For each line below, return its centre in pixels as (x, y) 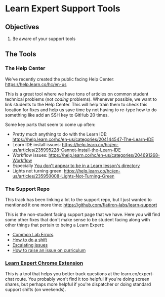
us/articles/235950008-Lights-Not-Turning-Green (63, 176)
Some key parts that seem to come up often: (50, 125)
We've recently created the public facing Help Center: (60, 79)
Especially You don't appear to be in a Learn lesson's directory (76, 166)
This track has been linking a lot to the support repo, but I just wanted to (79, 199)
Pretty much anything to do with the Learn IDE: (60, 134)
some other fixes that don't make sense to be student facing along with (78, 219)
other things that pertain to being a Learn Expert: (55, 225)
